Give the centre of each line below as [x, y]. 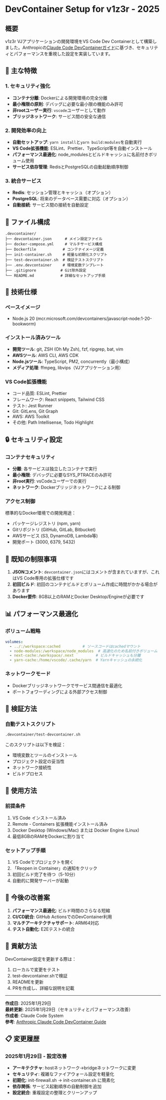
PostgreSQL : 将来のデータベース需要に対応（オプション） [71, 199]
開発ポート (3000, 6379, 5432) [44, 542]
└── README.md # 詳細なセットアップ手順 [55, 276]
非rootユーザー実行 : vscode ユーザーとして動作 [59, 110]
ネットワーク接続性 [32, 768]
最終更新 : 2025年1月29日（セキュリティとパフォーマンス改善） [69, 1009]
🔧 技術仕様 [21, 292]
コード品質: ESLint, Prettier [40, 394]
